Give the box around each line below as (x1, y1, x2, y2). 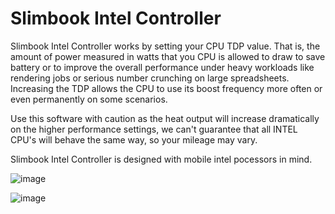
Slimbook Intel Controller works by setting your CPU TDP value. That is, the (10, 40, 321, 52)
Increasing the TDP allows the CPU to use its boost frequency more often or (10, 82, 323, 94)
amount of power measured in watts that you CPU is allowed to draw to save (10, 50, 326, 62)
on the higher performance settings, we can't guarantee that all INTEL (10, 123, 298, 135)
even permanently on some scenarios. (10, 93, 168, 105)
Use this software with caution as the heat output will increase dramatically (10, 112, 320, 124)
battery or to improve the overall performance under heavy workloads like (10, 61, 315, 73)
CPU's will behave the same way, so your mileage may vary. (10, 133, 258, 146)
